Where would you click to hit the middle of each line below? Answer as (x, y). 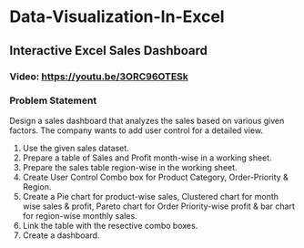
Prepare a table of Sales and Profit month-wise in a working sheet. (147, 158)
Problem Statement (53, 100)
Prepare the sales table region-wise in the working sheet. (130, 167)
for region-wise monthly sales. (80, 215)
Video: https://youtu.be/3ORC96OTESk (99, 77)
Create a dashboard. (61, 235)
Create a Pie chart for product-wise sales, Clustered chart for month (151, 196)
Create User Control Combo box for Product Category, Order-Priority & (155, 177)
